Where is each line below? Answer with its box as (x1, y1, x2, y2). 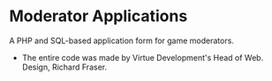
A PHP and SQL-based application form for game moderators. (9, 35, 234, 46)
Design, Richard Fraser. (21, 62, 108, 72)
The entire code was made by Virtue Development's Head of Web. (21, 52, 264, 63)
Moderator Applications (9, 6, 188, 26)
